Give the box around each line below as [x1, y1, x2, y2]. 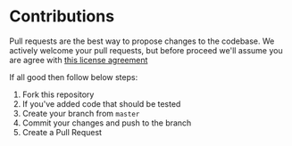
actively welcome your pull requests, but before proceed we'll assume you [9, 45, 283, 55]
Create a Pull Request [21, 126, 103, 137]
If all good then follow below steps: [9, 71, 138, 82]
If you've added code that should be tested [21, 98, 181, 109]
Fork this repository [21, 89, 95, 100]
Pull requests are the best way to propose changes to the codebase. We [9, 36, 275, 46]
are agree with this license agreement [9, 54, 148, 65]
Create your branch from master [21, 108, 140, 118]
